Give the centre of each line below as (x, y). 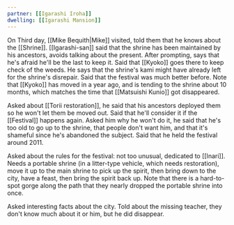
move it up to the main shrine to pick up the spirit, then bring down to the (112, 171)
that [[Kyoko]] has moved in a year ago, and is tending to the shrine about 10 (117, 84)
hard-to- (212, 178)
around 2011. (25, 142)
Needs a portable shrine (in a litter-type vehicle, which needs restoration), (113, 163)
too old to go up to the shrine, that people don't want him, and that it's (108, 127)
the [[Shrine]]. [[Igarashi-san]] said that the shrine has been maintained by (114, 47)
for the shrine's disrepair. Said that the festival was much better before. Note (117, 77)
